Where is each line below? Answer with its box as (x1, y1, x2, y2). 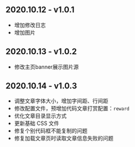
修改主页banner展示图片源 (14, 63, 79, 71)
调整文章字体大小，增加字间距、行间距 (14, 97, 108, 105)
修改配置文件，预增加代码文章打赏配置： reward (14, 105, 130, 112)
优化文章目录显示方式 (14, 112, 67, 120)
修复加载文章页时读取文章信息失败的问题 (14, 134, 114, 142)
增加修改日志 (14, 21, 46, 29)
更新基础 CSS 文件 (14, 120, 59, 127)
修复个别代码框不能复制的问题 (14, 127, 87, 134)
